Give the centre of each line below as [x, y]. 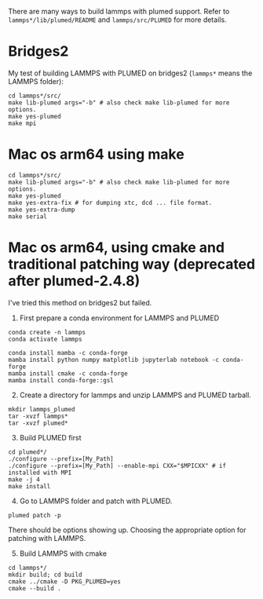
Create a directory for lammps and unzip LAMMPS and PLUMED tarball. [135, 395]
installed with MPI [40, 473]
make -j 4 [24, 479]
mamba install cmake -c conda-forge [68, 373]
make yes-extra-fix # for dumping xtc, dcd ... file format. [110, 203]
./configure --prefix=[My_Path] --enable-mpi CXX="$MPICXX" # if [117, 466]
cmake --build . [35, 588]
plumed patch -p [35, 515]
